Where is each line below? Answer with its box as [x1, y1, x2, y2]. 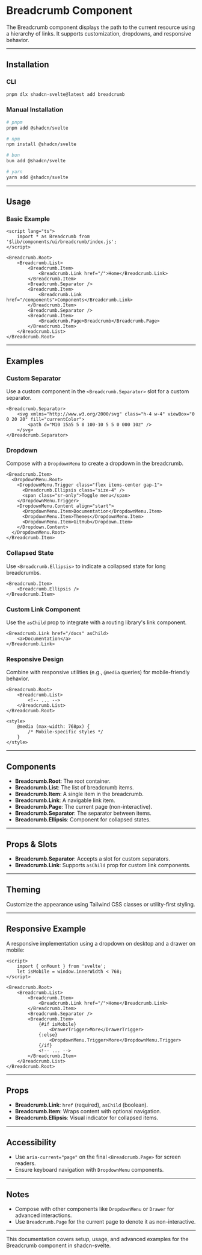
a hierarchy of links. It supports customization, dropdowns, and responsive [6, 30, 191, 37]
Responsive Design [6, 655, 64, 663]
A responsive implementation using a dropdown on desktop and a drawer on [6, 940, 196, 947]
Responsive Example [6, 924, 86, 934]
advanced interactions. [14, 1212, 72, 1219]
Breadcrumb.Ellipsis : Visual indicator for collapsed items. [14, 1114, 159, 1122]
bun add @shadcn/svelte [6, 158, 66, 164]
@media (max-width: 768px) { [17, 724, 90, 730]
